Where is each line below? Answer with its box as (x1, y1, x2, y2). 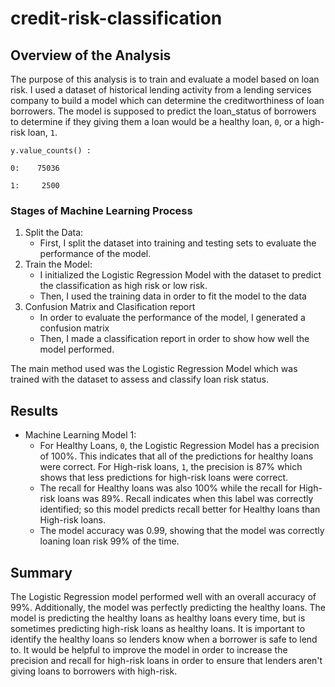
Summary (10, 564, 73, 581)
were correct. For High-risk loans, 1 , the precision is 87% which (39, 461, 303, 473)
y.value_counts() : (10, 146, 92, 156)
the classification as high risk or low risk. (39, 280, 208, 292)
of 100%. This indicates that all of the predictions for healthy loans (39, 450, 314, 462)
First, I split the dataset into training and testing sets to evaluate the (39, 237, 317, 249)
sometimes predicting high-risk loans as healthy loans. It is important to (10, 622, 306, 634)
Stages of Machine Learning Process (10, 203, 193, 217)
